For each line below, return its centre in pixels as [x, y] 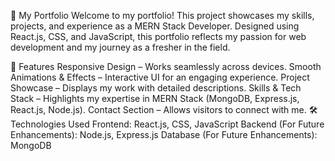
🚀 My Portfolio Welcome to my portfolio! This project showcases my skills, [162, 15]
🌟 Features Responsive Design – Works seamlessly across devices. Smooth [166, 66]
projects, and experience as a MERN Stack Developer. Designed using [155, 26]
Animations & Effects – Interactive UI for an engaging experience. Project [160, 77]
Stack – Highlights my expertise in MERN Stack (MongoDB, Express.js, [155, 98]
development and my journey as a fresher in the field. [120, 47]
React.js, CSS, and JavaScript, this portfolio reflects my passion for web [158, 36]
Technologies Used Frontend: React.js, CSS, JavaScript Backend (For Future [167, 124]
